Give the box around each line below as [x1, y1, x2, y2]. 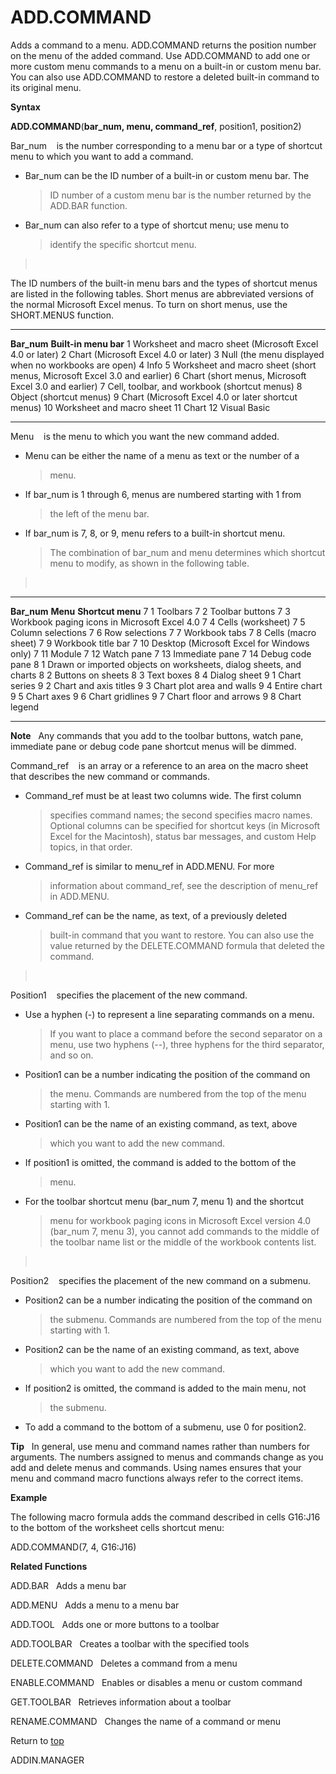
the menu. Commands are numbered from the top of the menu [49, 1087, 307, 1100]
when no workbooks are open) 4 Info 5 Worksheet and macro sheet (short [10, 359, 317, 371]
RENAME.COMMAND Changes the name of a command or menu [10, 1715, 282, 1727]
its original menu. [10, 81, 82, 93]
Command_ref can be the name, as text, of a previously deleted [24, 909, 287, 921]
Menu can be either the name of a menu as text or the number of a [24, 449, 300, 461]
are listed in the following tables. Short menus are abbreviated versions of [10, 287, 315, 300]
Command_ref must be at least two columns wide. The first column [24, 789, 302, 801]
